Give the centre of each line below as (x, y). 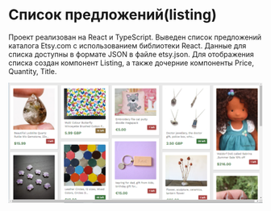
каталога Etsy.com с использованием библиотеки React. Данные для (127, 45)
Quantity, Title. (33, 71)
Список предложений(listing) (113, 15)
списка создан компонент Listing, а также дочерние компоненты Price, (131, 63)
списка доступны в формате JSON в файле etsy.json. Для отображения (131, 54)
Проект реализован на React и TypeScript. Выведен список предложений (135, 37)
